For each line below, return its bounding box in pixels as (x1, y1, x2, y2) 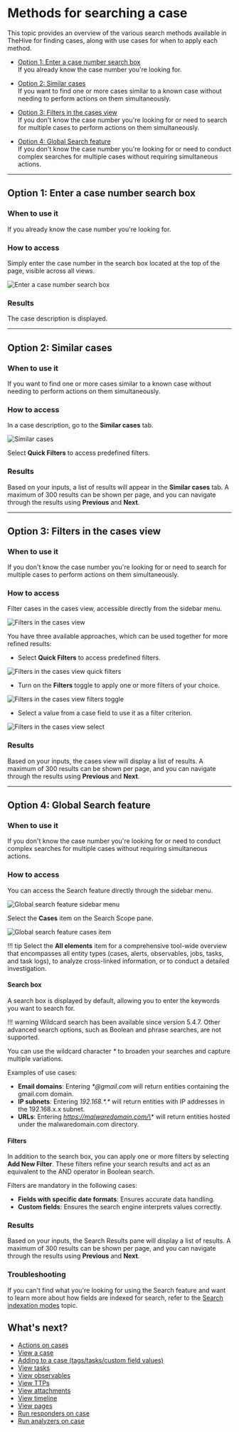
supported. (7, 1033, 40, 1042)
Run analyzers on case (17, 1416, 85, 1425)
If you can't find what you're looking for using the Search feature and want (7, 1286, 226, 1294)
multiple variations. (7, 1054, 63, 1063)
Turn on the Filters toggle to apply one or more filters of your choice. (17, 681, 221, 690)
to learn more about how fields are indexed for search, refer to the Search (7, 1294, 224, 1302)
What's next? (7, 1322, 68, 1334)
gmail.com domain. (17, 1089, 74, 1098)
